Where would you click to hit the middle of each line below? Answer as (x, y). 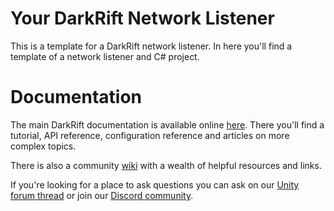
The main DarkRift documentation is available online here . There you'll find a (167, 124)
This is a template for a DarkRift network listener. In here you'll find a (151, 46)
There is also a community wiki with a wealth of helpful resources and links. (166, 165)
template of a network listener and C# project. (105, 56)
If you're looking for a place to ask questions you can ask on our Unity (155, 184)
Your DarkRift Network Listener (142, 18)
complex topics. (43, 146)
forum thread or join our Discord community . (102, 195)
